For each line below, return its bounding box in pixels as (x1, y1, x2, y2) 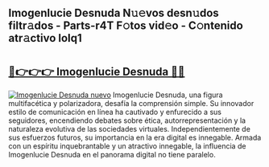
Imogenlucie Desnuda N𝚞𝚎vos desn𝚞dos (8, 6, 219, 20)
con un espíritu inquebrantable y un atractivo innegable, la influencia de (8, 141, 246, 151)
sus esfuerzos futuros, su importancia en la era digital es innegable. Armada (8, 132, 262, 142)
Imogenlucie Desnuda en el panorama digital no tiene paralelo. (8, 150, 216, 159)
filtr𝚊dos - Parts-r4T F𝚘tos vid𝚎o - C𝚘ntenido (8, 19, 243, 33)
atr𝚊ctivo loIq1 (8, 31, 82, 45)
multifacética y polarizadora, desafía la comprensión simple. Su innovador (8, 99, 255, 108)
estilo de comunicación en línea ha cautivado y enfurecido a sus (8, 108, 221, 116)
